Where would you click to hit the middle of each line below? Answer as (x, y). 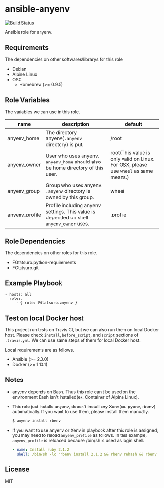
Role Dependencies (35, 241)
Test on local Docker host (44, 318)
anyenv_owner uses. (67, 223)
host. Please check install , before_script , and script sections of (72, 335)
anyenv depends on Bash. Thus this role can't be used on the (74, 392)
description (75, 124)
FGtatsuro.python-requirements (44, 262)
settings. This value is (71, 211)
